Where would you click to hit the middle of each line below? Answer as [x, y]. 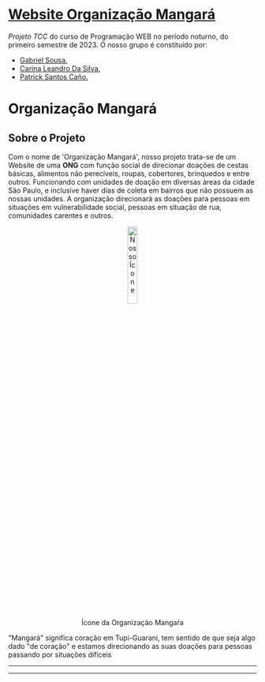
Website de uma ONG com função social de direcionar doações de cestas [129, 165]
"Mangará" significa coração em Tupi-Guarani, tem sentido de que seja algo [132, 638]
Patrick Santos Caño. [54, 77]
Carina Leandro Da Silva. [60, 68]
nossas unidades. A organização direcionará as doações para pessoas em [129, 198]
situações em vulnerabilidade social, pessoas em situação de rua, [115, 207]
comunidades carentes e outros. [61, 215]
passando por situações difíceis [60, 654]
